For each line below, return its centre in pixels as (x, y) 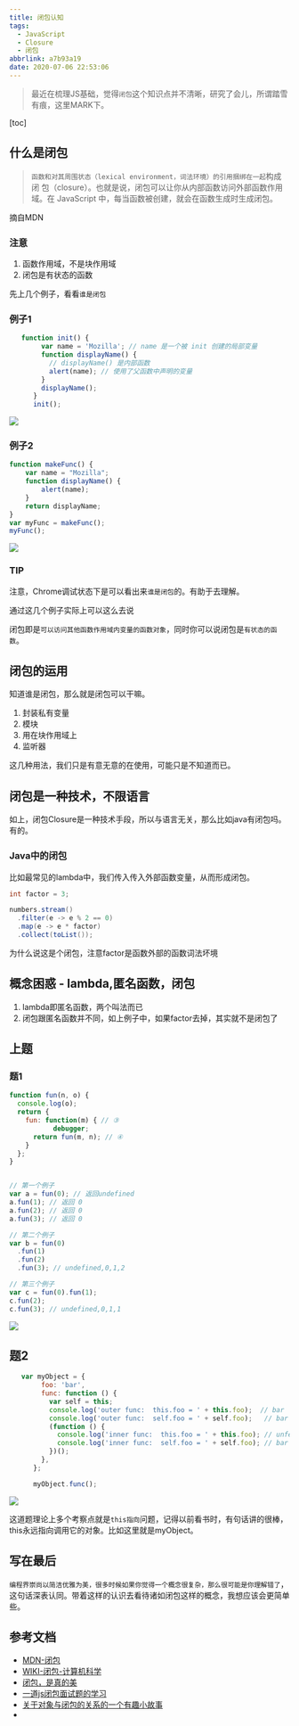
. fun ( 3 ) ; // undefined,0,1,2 (71, 1268)
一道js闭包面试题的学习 (64, 1694)
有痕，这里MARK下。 (70, 104)
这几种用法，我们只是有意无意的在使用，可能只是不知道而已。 (122, 765)
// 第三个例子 (32, 1285)
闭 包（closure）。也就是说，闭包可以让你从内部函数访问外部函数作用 (157, 187)
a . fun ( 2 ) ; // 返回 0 (46, 1210)
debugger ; (71, 1129)
